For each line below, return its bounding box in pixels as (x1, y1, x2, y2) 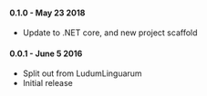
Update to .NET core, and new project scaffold (22, 27, 198, 38)
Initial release (22, 78, 73, 89)
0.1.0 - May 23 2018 (9, 7, 86, 18)
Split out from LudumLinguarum (22, 68, 143, 79)
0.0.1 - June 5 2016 (9, 48, 83, 59)
